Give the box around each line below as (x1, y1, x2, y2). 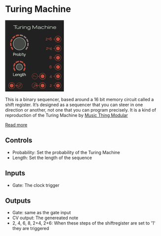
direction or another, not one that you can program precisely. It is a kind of (5, 107, 157, 113)
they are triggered (12, 226, 49, 232)
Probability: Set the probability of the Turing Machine (12, 149, 120, 155)
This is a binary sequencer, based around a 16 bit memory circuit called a (5, 96, 154, 102)
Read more (5, 121, 28, 127)
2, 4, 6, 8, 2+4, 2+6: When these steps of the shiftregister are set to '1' (12, 220, 156, 226)
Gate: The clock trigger (12, 182, 60, 188)
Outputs (5, 196, 31, 205)
